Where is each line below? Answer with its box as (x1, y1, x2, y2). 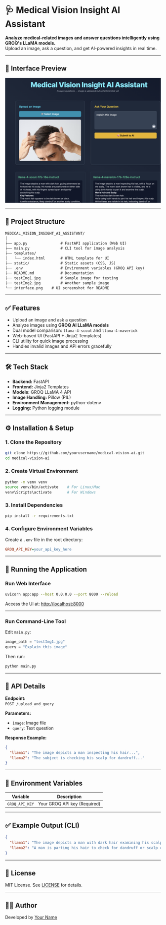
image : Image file (12, 720, 46, 726)
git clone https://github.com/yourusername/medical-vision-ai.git (5, 450, 145, 456)
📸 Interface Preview (5, 64, 67, 73)
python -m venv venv (5, 480, 48, 485)
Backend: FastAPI (12, 378, 49, 384)
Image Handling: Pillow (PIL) (12, 394, 71, 400)
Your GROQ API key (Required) (38, 801, 101, 806)
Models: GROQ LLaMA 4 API (12, 389, 71, 395)
